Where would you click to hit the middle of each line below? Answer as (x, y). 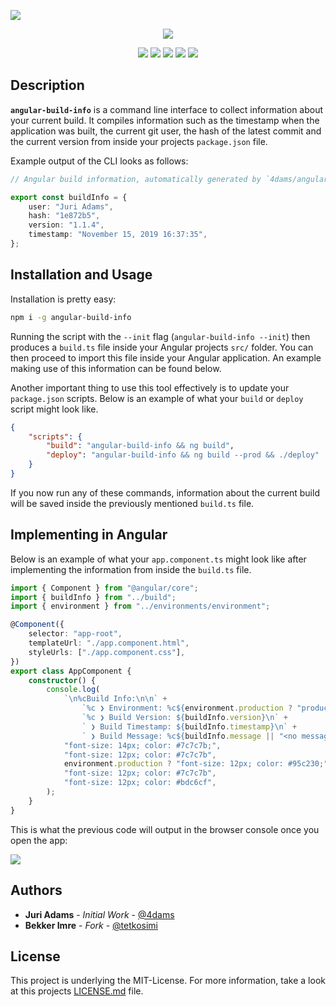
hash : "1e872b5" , (64, 216)
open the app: (39, 840)
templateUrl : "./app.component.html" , (109, 643)
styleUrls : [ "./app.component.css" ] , (107, 652)
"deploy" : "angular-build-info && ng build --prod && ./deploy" (183, 455)
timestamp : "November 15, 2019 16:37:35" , (118, 235)
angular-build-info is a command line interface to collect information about (167, 109)
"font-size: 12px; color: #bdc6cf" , (140, 783)
